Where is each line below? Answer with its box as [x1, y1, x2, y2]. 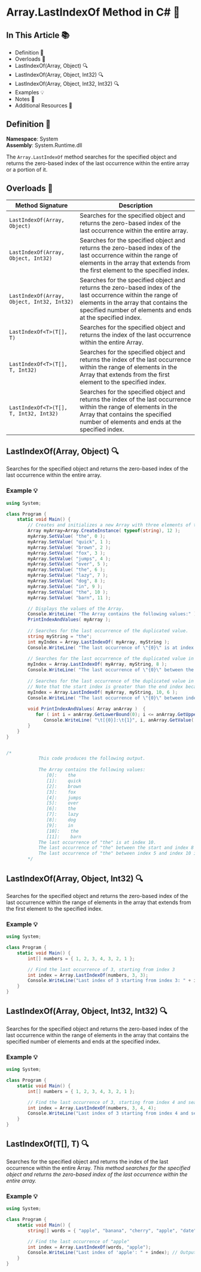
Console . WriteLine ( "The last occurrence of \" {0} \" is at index [28, 645, 194, 651]
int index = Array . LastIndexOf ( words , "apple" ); [28, 1244, 151, 1250]
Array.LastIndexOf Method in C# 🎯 [6, 5, 181, 19]
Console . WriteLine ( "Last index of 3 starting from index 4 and [28, 1111, 188, 1117]
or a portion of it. [6, 166, 48, 173]
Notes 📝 [14, 95, 35, 103]
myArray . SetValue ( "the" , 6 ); [28, 567, 106, 573]
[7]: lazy [46, 812, 79, 818]
